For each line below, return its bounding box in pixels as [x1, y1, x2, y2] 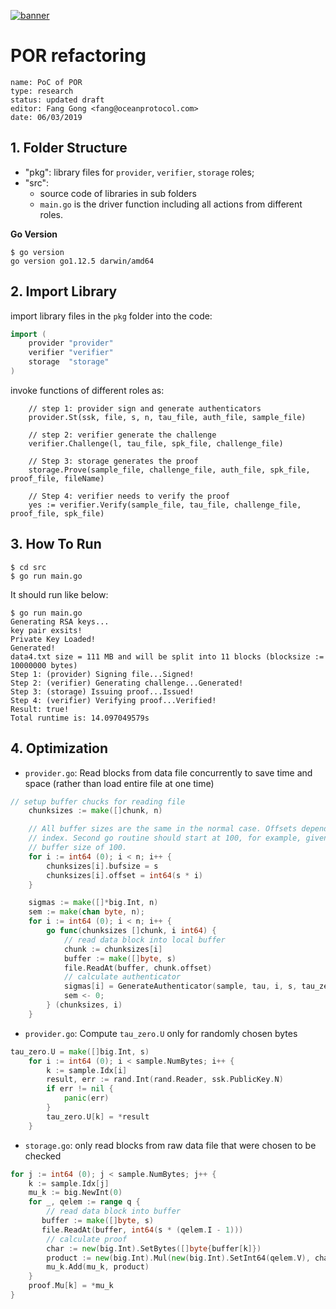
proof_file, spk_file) [10, 508, 105, 519]
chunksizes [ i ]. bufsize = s [46, 861, 159, 871]
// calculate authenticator [63, 972, 182, 982]
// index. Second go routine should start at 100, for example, [28, 833, 302, 844]
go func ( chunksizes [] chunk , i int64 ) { [46, 926, 217, 936]
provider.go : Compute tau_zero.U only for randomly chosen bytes [24, 1027, 298, 1039]
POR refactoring [10, 45, 147, 67]
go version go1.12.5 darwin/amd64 [10, 256, 155, 266]
